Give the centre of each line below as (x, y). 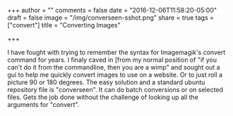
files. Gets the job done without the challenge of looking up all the (103, 97)
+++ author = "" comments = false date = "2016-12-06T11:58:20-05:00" (112, 10)
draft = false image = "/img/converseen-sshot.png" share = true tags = (110, 18)
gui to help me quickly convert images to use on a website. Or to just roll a (115, 75)
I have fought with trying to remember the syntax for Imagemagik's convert (116, 52)
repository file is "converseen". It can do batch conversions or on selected (115, 90)
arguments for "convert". (43, 104)
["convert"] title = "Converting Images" (64, 25)
